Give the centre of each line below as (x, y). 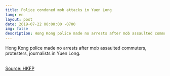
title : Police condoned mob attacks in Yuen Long (59, 10)
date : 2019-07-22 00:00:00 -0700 (40, 24)
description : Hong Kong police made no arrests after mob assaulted (79, 33)
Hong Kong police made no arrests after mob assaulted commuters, (76, 48)
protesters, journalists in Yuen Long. (43, 53)
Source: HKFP (20, 68)
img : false (17, 29)
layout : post (19, 19)
